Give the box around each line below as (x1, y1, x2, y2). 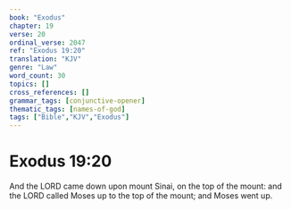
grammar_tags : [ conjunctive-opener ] (9, 96, 145, 105)
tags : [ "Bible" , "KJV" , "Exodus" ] (9, 113, 129, 122)
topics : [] (9, 80, 50, 88)
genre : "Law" (9, 63, 58, 72)
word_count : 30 (9, 71, 66, 80)
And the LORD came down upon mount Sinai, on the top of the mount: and (9, 181, 283, 192)
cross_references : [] (9, 88, 90, 97)
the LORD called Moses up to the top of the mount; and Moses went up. (9, 190, 273, 201)
